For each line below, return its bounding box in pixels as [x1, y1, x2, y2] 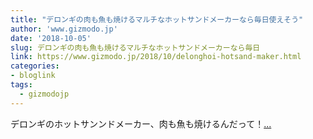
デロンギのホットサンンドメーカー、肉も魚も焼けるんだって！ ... [10, 117, 272, 130]
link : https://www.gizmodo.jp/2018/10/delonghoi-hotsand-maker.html [10, 52, 302, 62]
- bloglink [10, 71, 56, 81]
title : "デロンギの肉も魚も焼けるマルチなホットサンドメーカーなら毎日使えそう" [10, 14, 304, 25]
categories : [10, 61, 60, 71]
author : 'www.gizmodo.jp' [10, 24, 118, 34]
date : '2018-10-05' [10, 33, 92, 43]
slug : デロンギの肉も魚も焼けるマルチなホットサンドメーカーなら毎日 [10, 42, 261, 53]
